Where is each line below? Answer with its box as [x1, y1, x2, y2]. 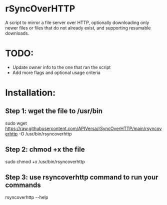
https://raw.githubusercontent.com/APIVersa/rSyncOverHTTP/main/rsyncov [5, 125, 162, 131]
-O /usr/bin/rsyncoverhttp [18, 130, 72, 136]
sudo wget [5, 120, 27, 126]
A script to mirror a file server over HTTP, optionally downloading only [5, 19, 149, 25]
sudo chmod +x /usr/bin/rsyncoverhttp [5, 158, 85, 164]
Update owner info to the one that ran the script [12, 64, 111, 70]
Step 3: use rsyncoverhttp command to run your [5, 173, 158, 181]
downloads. [5, 30, 29, 36]
